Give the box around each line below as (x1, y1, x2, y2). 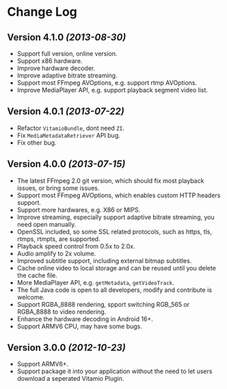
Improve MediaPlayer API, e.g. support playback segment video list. (16, 86, 209, 94)
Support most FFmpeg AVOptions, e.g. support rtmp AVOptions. (16, 79, 198, 86)
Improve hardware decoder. (16, 64, 96, 72)
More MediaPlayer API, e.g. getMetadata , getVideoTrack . (16, 278, 174, 286)
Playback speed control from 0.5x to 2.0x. (16, 242, 135, 250)
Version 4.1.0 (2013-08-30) (7, 32, 126, 43)
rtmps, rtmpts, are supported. (16, 234, 101, 243)
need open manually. (16, 220, 77, 228)
